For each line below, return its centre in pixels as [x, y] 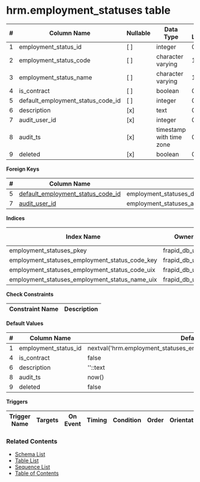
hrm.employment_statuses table [88, 10]
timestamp [171, 129]
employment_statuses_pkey [48, 250]
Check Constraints [30, 294]
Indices [15, 218]
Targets [47, 420]
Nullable [138, 33]
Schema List [30, 455]
